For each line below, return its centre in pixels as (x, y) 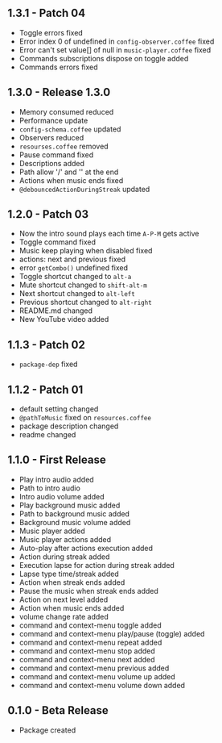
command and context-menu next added (87, 659)
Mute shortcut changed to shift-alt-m (83, 285)
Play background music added (70, 505)
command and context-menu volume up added (97, 676)
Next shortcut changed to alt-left (77, 294)
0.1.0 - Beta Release (58, 710)
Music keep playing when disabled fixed (86, 251)
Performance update (53, 120)
